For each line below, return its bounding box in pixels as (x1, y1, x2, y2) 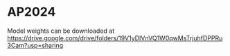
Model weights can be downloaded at (7, 27, 115, 35)
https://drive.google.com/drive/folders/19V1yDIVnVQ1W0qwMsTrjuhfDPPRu (7, 33, 223, 42)
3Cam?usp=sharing (7, 41, 64, 49)
